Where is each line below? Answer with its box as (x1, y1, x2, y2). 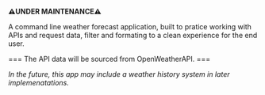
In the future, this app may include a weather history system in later (8, 70, 230, 78)
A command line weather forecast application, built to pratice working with (8, 22, 252, 31)
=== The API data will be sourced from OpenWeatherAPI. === (8, 55, 211, 63)
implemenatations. (8, 78, 70, 87)
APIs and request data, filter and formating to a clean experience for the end (8, 31, 258, 40)
